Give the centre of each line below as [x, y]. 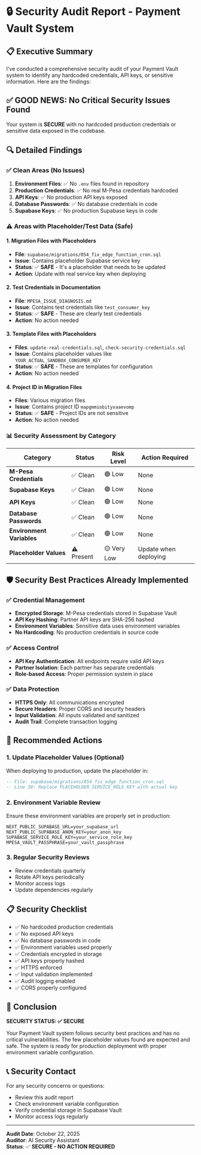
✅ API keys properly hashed [50, 960]
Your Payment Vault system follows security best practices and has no [93, 1033]
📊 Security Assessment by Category [61, 436]
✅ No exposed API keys [44, 933]
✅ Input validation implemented [54, 974]
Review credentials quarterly [50, 870]
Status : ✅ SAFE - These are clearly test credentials [78, 314]
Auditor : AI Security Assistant [43, 1140]
